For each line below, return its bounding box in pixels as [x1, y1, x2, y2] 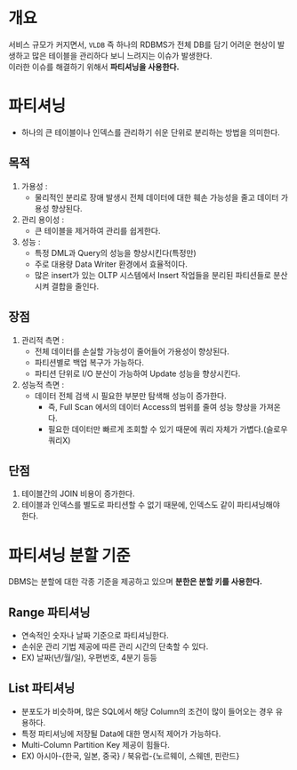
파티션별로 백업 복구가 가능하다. [34, 357, 144, 367]
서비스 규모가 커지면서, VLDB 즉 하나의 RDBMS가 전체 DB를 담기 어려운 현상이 [8, 39, 277, 50]
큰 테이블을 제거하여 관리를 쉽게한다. [34, 225, 161, 236]
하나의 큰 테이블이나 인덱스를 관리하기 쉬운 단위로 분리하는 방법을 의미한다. [20, 126, 281, 138]
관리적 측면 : [20, 334, 65, 345]
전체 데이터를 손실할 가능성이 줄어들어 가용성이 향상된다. [34, 346, 230, 357]
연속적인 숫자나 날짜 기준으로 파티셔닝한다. [20, 630, 170, 641]
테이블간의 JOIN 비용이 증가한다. [20, 488, 135, 499]
